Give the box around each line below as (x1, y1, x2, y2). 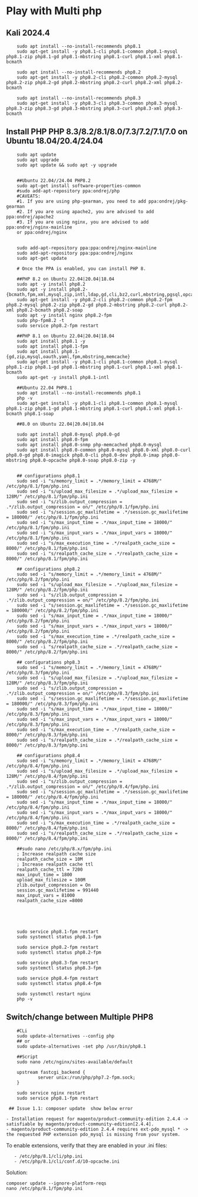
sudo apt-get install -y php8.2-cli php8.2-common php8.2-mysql (16, 75, 178, 81)
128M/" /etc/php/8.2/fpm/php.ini (6, 587, 88, 593)
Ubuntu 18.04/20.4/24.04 (6, 136, 103, 146)
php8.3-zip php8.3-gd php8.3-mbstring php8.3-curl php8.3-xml (6, 105, 162, 111)
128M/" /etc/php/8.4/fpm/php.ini (6, 773, 88, 779)
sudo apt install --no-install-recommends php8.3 (16, 95, 141, 101)
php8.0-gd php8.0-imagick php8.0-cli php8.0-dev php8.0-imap (6, 452, 160, 458)
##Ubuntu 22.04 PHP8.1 (16, 385, 72, 391)
